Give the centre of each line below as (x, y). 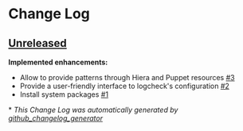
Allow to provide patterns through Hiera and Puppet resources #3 (127, 77)
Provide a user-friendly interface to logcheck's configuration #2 (124, 86)
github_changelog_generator (56, 118)
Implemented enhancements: (58, 62)
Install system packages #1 (64, 94)
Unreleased (38, 43)
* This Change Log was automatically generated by (93, 110)
